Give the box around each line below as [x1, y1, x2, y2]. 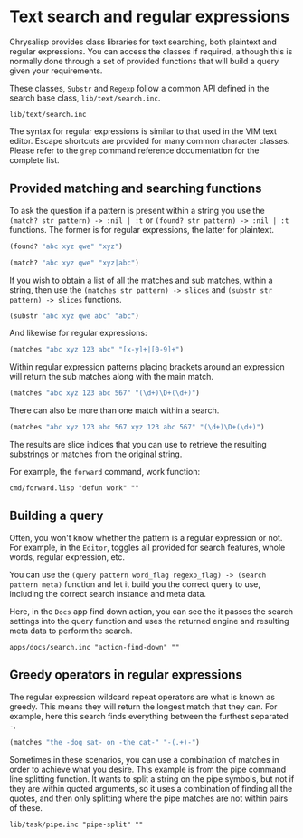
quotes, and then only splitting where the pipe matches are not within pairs [9, 793, 289, 804]
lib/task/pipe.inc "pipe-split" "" [9, 820, 144, 829]
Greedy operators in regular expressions [9, 668, 242, 683]
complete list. [9, 154, 61, 165]
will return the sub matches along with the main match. [9, 371, 214, 382]
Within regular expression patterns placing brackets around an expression [9, 361, 285, 372]
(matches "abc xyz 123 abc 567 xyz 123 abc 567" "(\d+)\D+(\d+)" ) [9, 423, 265, 432]
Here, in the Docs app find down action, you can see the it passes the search [9, 605, 294, 617]
